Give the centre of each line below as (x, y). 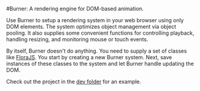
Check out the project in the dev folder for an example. (74, 81)
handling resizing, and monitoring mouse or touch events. (77, 39)
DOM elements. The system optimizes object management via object (91, 27)
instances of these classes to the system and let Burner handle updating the (100, 63)
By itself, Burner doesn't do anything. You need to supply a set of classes (97, 51)
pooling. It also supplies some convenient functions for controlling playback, (100, 33)
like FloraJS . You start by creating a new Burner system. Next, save (89, 57)
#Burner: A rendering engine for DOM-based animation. (75, 9)
